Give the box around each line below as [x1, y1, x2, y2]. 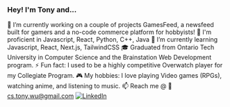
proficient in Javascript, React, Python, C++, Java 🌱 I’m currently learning [7, 35, 218, 44]
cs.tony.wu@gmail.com [7, 92, 74, 100]
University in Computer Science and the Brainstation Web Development [7, 53, 212, 62]
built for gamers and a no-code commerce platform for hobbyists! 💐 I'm [7, 28, 212, 36]
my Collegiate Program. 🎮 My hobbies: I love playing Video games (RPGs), [7, 72, 222, 80]
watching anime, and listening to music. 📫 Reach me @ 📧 [7, 82, 172, 90]
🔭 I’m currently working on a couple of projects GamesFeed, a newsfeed [7, 21, 214, 29]
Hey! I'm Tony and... [7, 5, 77, 15]
